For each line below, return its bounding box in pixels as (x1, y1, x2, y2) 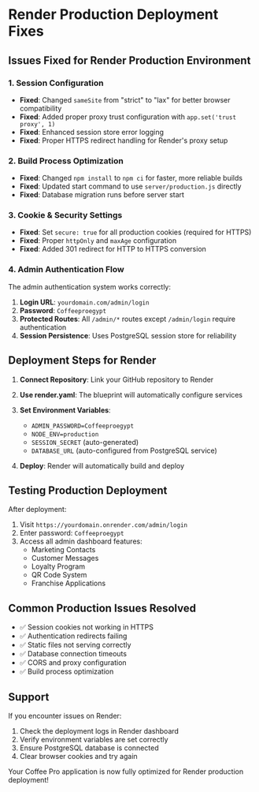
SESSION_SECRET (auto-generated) (31, 437, 139, 446)
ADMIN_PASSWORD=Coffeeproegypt (31, 422, 135, 430)
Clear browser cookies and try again (19, 752, 138, 761)
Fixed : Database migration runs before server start (19, 190, 185, 200)
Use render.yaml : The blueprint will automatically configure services (19, 390, 242, 399)
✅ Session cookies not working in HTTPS (19, 622, 154, 632)
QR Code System (31, 570, 87, 580)
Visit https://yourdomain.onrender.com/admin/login (19, 520, 187, 529)
